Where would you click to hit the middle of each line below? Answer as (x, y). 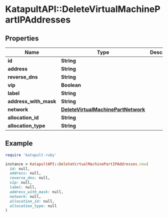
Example (19, 143)
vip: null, (21, 183)
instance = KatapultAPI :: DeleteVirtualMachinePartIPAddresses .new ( (77, 164)
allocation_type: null (33, 206)
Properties (22, 38)
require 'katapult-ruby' (31, 155)
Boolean (71, 85)
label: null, (23, 187)
